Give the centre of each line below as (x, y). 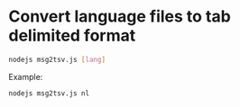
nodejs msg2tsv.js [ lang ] (57, 59)
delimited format (72, 36)
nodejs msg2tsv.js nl (49, 93)
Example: (26, 76)
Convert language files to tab (120, 17)
